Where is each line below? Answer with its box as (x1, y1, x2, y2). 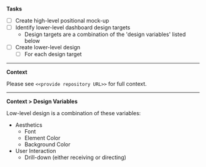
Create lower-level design (15, 44, 81, 51)
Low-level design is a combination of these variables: (6, 110, 141, 117)
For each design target (24, 51, 82, 58)
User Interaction (15, 147, 56, 155)
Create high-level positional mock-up (15, 17, 109, 24)
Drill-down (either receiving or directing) (24, 154, 127, 161)
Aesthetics (15, 121, 43, 129)
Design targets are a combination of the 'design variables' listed (24, 30, 186, 38)
